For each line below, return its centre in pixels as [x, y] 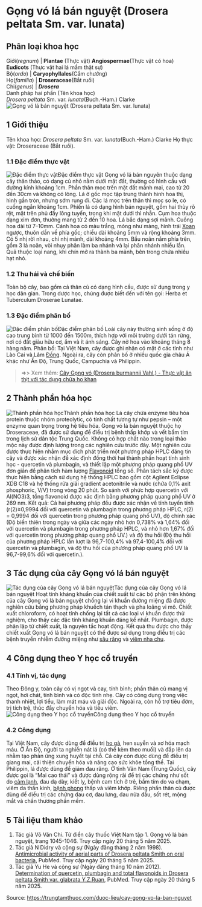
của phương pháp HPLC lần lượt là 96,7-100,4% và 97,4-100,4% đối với [94, 541]
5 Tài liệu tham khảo [45, 820]
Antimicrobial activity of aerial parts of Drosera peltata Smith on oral [99, 854]
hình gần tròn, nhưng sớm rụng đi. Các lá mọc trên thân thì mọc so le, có [96, 200]
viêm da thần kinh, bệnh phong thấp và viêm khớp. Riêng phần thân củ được [101, 788]
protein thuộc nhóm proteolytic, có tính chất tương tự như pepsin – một [94, 419]
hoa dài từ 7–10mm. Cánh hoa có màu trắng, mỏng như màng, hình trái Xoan [101, 226]
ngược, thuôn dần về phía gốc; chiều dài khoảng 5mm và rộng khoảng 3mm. [101, 233]
